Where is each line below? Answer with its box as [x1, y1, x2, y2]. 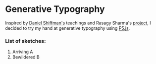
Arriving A [12, 49, 33, 55]
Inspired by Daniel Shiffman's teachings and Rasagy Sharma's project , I [5, 20, 151, 26]
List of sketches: [5, 37, 46, 44]
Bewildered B [12, 54, 40, 60]
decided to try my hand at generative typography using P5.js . [5, 25, 130, 31]
